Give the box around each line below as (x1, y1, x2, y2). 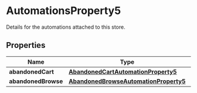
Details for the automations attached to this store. (6, 23, 125, 30)
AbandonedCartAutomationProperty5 (68, 67, 177, 75)
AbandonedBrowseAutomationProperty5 (68, 77, 186, 85)
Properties (6, 40, 46, 50)
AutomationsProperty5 (6, 4, 121, 18)
